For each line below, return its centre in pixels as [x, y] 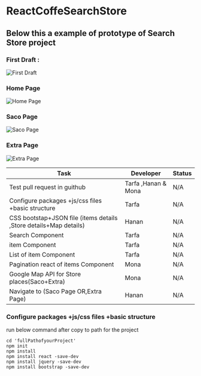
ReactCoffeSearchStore [67, 11]
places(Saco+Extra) [37, 281]
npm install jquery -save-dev [44, 362]
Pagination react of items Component [62, 264]
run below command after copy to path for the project [72, 330]
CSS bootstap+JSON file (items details [63, 218]
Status [182, 173]
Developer [146, 173]
